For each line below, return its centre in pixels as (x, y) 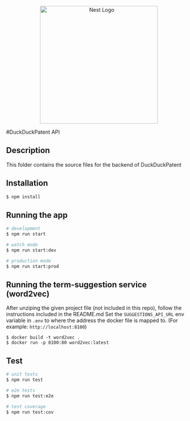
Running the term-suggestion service (76, 285)
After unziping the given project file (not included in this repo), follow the (94, 308)
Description (28, 150)
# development (24, 229)
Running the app (37, 215)
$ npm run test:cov (30, 412)
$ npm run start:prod (33, 266)
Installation (27, 183)
